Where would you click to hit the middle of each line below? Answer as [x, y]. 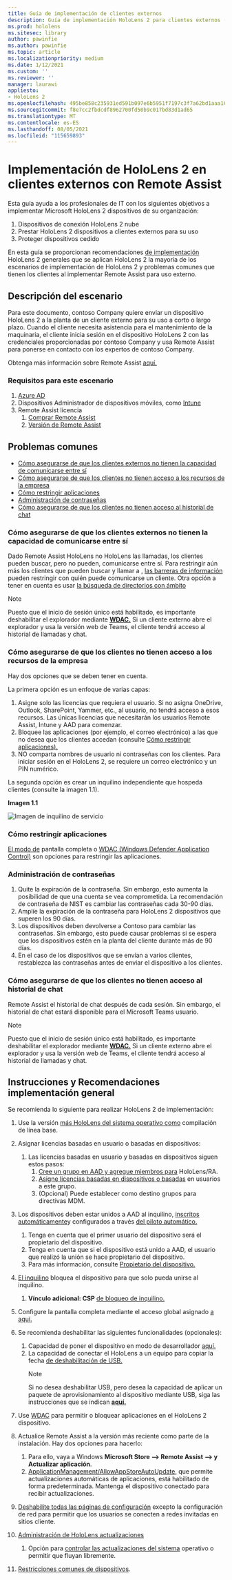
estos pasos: [46, 1164]
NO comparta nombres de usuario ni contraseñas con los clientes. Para [119, 754]
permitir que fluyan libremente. [72, 1556]
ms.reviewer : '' [31, 78]
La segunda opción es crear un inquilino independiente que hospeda [105, 782]
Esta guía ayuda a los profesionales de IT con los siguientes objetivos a [109, 204]
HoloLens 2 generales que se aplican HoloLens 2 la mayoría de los [102, 260]
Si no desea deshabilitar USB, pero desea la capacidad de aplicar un [125, 1387]
